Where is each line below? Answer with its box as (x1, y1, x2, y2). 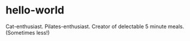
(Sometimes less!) (5, 29, 50, 36)
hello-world (5, 4, 65, 17)
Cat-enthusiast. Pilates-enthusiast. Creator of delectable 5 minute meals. (5, 23, 185, 30)
